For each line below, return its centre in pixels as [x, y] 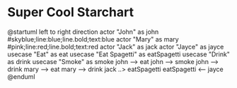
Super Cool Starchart [71, 12]
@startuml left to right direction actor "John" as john [83, 32]
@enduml [21, 76]
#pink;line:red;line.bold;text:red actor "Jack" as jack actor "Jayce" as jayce [116, 46]
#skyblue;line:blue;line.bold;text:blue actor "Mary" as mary [93, 39]
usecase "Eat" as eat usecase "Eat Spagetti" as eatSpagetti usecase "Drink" [118, 54]
